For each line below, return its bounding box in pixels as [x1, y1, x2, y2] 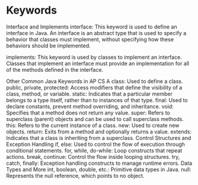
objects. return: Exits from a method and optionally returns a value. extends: [6, 128, 191, 135]
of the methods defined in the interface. [6, 66, 104, 73]
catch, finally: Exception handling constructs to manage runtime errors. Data [6, 160, 193, 167]
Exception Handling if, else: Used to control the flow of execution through [6, 141, 186, 148]
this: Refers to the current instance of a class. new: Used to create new [6, 122, 180, 129]
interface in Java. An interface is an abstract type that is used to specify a [6, 29, 187, 36]
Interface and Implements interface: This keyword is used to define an [6, 23, 177, 30]
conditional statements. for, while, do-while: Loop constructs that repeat [6, 146, 183, 154]
